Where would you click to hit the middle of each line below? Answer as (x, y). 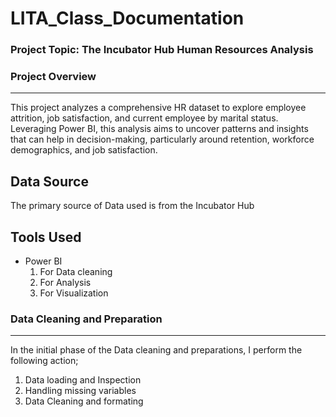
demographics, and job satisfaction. (84, 150)
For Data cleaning (76, 272)
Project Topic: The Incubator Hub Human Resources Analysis (162, 50)
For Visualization (74, 293)
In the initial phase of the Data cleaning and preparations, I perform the (156, 350)
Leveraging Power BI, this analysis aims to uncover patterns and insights (159, 129)
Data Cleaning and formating (84, 401)
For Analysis (65, 283)
